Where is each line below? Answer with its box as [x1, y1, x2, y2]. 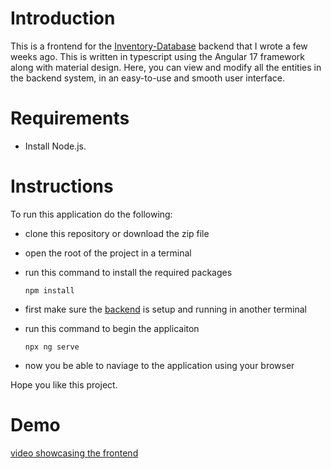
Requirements [10, 107, 130, 130]
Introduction [10, 7, 116, 30]
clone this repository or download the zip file [24, 227, 210, 239]
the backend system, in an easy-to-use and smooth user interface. [10, 72, 286, 84]
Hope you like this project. [10, 378, 118, 391]
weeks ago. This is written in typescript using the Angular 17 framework [10, 50, 305, 62]
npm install [24, 285, 75, 296]
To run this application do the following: [10, 208, 173, 220]
